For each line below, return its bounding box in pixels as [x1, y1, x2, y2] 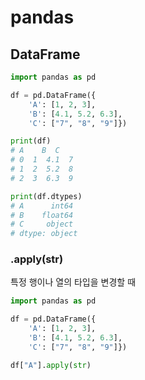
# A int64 [10, 201, 74, 211]
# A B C [10, 146, 60, 156]
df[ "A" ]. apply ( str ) [10, 360, 92, 370]
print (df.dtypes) [10, 191, 83, 201]
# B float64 [10, 210, 74, 220]
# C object [10, 219, 74, 230]
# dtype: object [10, 229, 78, 239]
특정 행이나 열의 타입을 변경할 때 [10, 276, 137, 288]
